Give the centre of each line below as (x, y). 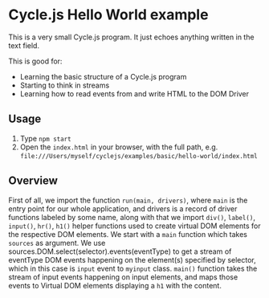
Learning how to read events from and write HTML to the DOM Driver (134, 93)
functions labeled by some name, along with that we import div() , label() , (132, 217)
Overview (33, 181)
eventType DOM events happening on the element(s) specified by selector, (132, 259)
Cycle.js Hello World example (108, 15)
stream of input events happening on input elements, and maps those (123, 277)
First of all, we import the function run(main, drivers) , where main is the (128, 200)
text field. (24, 45)
